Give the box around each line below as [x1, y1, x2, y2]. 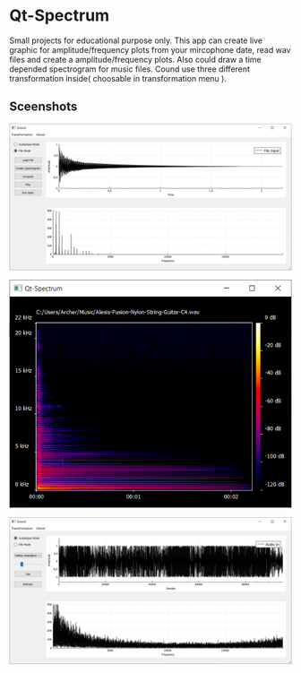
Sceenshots [9, 99, 78, 115]
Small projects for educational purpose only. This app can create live [9, 35, 262, 46]
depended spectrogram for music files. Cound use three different [9, 64, 251, 74]
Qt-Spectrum [9, 5, 110, 26]
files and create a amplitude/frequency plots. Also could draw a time [9, 54, 262, 65]
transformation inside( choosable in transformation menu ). [9, 73, 227, 83]
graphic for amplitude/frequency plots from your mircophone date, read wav [9, 44, 291, 55]
